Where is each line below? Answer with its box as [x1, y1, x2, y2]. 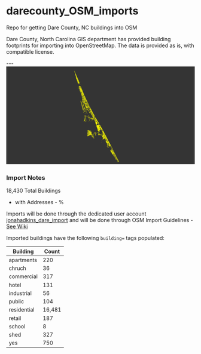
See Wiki [6, 223, 28, 230]
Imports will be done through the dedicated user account [6, 210, 147, 217]
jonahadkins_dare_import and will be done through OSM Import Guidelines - [6, 217, 193, 224]
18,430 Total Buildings [6, 187, 61, 195]
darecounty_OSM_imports [6, 4, 139, 18]
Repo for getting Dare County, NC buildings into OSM [6, 24, 138, 31]
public [8, 298, 25, 305]
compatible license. [6, 48, 55, 55]
